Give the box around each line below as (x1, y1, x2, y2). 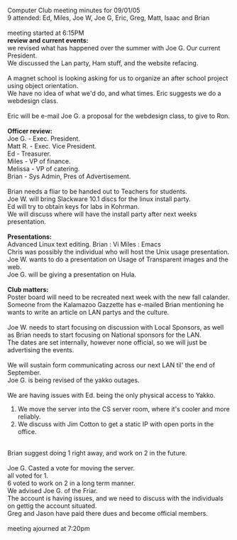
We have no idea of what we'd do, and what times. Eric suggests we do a (7, 89, 221, 97)
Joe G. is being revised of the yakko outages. (7, 376, 140, 384)
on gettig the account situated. (7, 502, 97, 510)
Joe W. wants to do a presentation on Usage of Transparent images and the (7, 255, 228, 264)
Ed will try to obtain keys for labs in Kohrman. (7, 202, 140, 210)
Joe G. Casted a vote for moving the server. (7, 464, 135, 472)
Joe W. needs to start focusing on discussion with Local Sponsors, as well (7, 323, 224, 331)
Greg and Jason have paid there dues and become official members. (7, 509, 208, 517)
